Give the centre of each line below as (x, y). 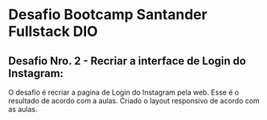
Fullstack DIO (53, 31)
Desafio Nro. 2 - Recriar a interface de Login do (127, 61)
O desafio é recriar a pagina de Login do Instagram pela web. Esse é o (124, 92)
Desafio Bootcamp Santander (108, 15)
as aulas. (23, 109)
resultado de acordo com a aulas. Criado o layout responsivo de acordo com (134, 101)
